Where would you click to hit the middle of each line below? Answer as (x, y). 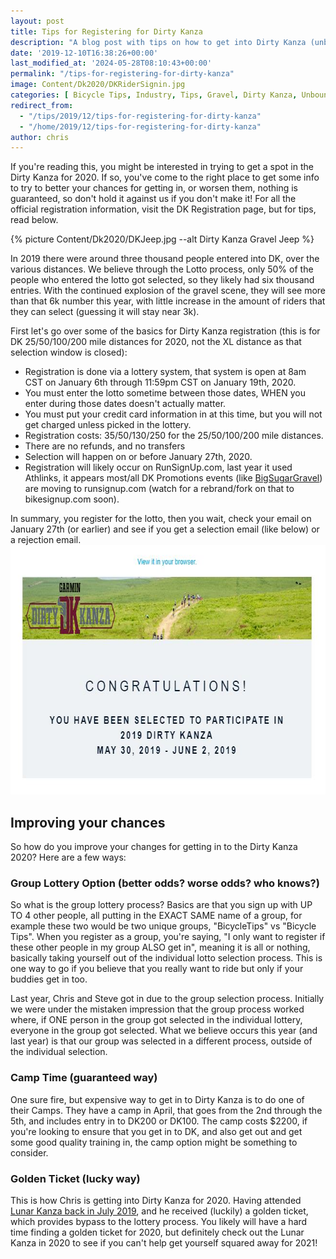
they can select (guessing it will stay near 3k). (105, 312)
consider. (29, 1152)
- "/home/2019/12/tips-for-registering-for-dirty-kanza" (140, 126)
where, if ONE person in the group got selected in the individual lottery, (156, 1020)
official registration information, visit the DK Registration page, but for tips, (163, 209)
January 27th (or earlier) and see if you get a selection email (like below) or (165, 529)
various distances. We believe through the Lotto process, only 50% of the (162, 269)
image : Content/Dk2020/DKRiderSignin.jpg (98, 85)
